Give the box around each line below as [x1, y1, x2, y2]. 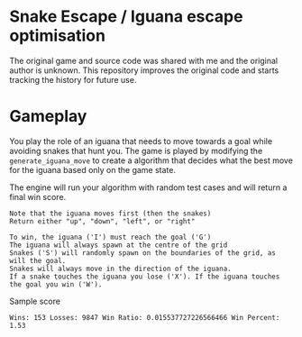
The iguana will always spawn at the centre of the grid [9, 241, 228, 250]
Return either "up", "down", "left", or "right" [9, 216, 196, 226]
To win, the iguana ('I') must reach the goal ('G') [9, 232, 212, 241]
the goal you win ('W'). [9, 279, 103, 289]
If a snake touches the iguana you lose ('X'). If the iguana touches [9, 272, 280, 281]
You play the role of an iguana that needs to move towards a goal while [9, 135, 273, 146]
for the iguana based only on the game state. [9, 164, 176, 175]
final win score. [9, 191, 67, 202]
